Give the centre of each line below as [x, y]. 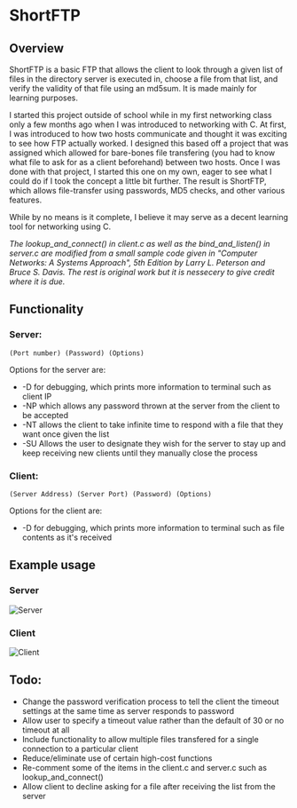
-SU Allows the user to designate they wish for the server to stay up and [154, 443]
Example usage [52, 565]
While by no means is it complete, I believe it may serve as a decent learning [149, 217]
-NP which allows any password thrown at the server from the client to [151, 406]
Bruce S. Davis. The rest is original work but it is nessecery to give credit [142, 272]
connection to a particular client [80, 749]
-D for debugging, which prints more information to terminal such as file [153, 527]
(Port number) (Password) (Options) [77, 353]
